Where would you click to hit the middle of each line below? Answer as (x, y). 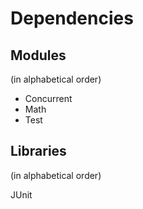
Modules (38, 55)
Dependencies (72, 18)
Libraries (38, 151)
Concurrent (48, 98)
